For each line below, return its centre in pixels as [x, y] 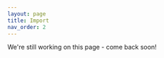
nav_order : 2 [27, 27]
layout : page [27, 14]
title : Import [29, 21]
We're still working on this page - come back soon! [82, 47]
